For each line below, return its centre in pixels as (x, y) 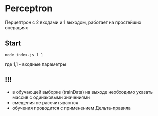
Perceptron (29, 9)
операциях (17, 27)
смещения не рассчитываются (45, 102)
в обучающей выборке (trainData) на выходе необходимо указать (83, 92)
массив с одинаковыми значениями (51, 97)
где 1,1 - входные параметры (36, 64)
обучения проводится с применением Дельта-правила (71, 108)
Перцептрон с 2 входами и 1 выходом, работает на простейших (73, 22)
